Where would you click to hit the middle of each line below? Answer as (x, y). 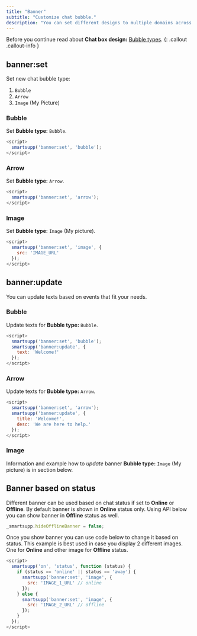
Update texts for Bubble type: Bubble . (52, 325)
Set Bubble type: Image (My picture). (51, 231)
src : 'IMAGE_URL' (38, 253)
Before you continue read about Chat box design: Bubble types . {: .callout (97, 40)
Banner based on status (51, 489)
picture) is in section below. (40, 469)
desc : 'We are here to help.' (54, 424)
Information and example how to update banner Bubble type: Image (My (94, 464)
